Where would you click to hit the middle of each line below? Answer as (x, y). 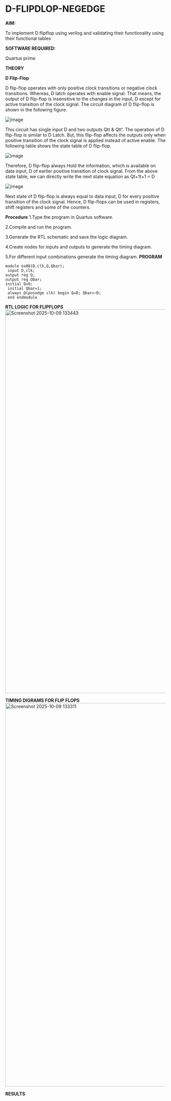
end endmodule (22, 297)
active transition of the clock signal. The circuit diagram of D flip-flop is (80, 104)
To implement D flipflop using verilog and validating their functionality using (84, 33)
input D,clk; (21, 271)
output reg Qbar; (24, 279)
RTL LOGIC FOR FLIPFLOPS (34, 307)
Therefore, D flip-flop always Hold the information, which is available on (81, 165)
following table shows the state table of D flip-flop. (58, 146)
